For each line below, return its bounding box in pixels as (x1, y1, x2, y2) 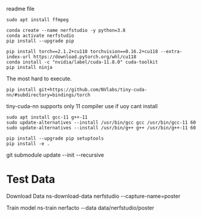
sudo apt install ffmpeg (6, 17, 69, 23)
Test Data (6, 172, 56, 186)
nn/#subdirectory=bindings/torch (6, 92, 91, 98)
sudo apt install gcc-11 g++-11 (6, 114, 88, 120)
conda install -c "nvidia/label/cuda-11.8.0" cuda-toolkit (6, 59, 158, 65)
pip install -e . (6, 141, 50, 147)
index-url (6, 54, 31, 60)
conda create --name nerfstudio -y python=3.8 (6, 27, 126, 33)
